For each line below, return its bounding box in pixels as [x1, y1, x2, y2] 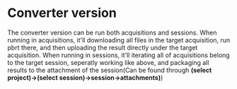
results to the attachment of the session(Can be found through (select [7, 66, 212, 74]
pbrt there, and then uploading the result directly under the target [7, 43, 198, 52]
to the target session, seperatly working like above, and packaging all [7, 58, 209, 66]
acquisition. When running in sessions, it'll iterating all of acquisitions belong [7, 51, 230, 59]
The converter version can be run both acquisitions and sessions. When [7, 28, 217, 37]
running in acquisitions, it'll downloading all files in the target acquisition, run [7, 35, 231, 44]
